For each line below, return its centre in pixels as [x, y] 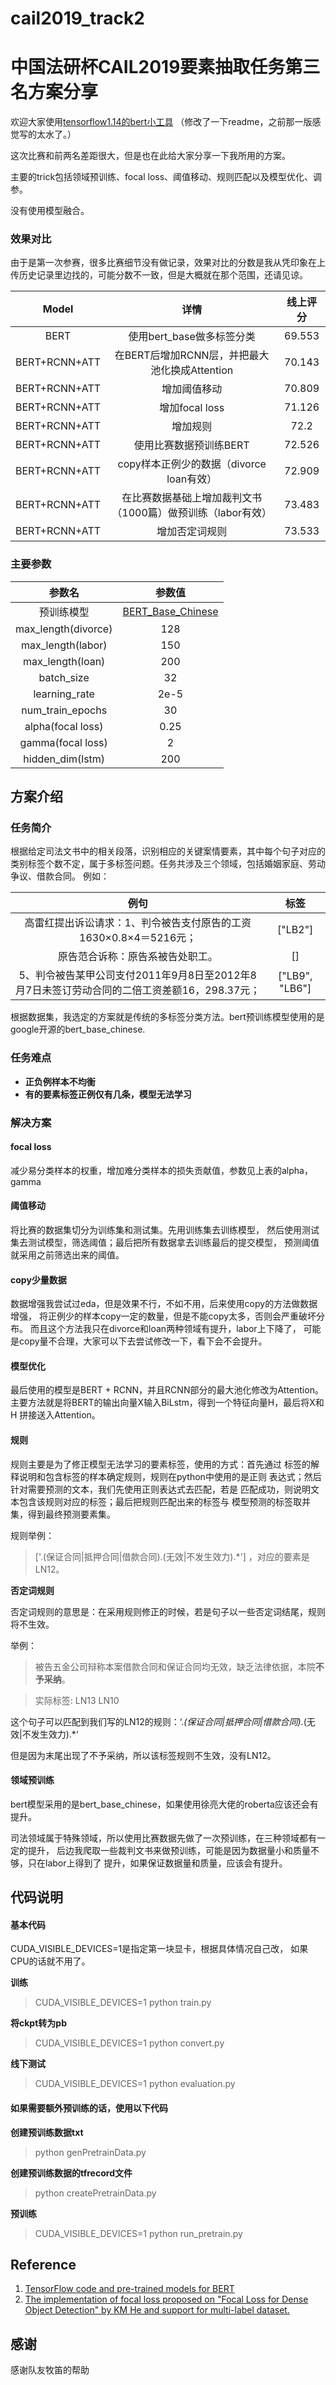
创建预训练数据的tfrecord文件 [71, 2173]
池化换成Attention [192, 370]
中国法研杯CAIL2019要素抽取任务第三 [165, 67]
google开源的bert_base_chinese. [78, 1029]
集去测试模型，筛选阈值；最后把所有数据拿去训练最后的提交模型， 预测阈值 [165, 1243]
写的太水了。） [47, 134]
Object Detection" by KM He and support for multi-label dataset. [157, 2310]
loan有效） [192, 479]
